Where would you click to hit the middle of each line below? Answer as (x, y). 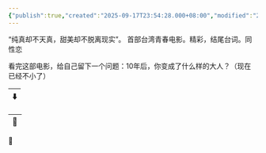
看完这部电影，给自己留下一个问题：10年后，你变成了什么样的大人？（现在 (130, 66)
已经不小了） (29, 75)
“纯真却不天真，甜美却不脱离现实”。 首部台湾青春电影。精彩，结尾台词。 (127, 39)
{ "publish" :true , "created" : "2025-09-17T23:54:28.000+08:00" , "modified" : (131, 15)
